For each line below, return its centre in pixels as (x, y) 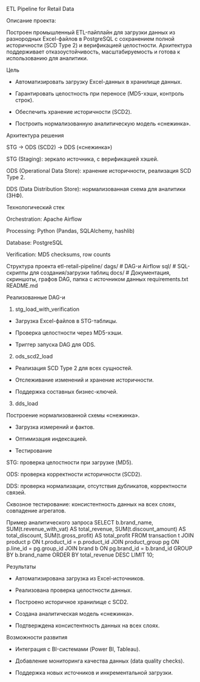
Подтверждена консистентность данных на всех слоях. (87, 625)
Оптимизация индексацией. (51, 439)
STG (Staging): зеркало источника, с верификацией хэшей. (82, 159)
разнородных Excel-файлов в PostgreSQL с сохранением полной (90, 39)
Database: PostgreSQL (35, 242)
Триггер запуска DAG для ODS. (55, 344)
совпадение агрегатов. (36, 511)
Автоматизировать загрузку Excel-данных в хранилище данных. (98, 82)
